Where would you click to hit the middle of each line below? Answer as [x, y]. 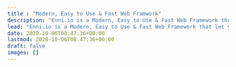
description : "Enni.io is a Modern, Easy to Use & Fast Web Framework [113, 20]
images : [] [23, 53]
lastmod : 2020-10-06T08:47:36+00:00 [61, 40]
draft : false [26, 46]
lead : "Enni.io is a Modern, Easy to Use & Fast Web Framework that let [116, 27]
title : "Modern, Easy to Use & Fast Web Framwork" [84, 14]
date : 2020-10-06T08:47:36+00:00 [56, 33]
